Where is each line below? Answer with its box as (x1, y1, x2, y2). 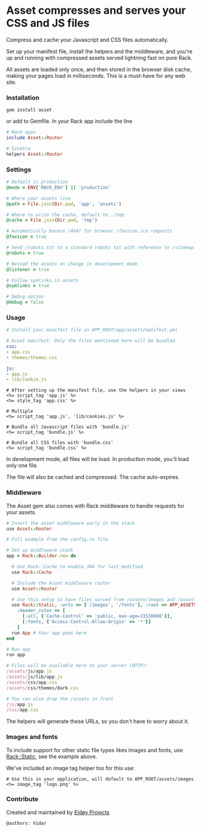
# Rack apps (6, 129, 36, 135)
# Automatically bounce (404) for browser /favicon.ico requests (6, 228, 172, 234)
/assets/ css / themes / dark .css (6, 685, 79, 691)
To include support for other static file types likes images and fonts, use (6, 746, 184, 753)
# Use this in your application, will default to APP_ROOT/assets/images (6, 776, 194, 782)
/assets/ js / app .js (6, 668, 52, 674)
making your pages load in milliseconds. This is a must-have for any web (6, 72, 185, 79)
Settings (6, 165, 32, 174)
